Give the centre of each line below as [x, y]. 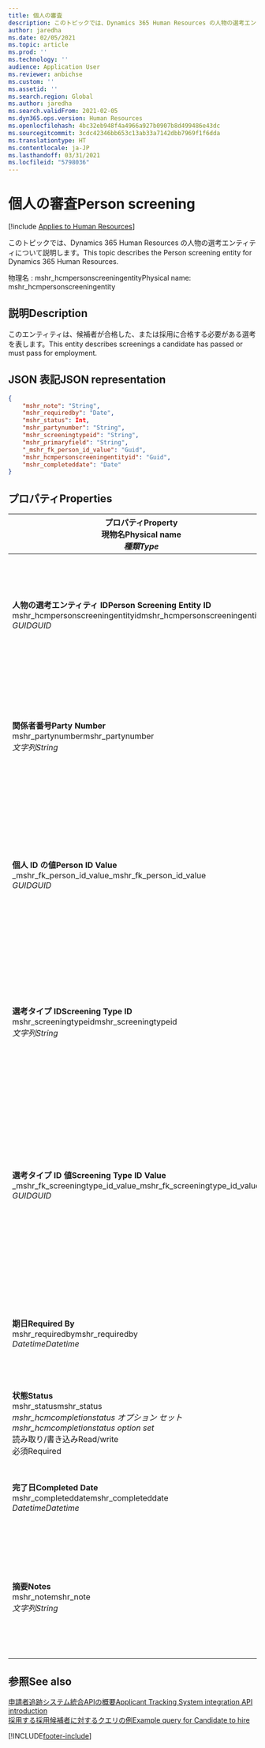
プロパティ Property [141, 523]
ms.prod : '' [28, 52]
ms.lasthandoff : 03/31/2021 [54, 155]
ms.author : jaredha [40, 104]
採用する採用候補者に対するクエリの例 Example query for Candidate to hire [129, 1720]
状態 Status [33, 1396]
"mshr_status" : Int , [56, 421]
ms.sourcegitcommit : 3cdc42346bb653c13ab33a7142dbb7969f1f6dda [114, 133]
